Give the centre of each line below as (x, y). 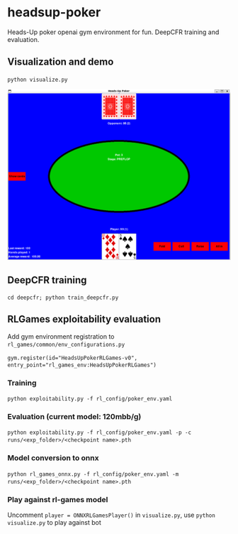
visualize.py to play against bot (54, 522)
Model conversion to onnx (53, 458)
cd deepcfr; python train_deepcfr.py (63, 298)
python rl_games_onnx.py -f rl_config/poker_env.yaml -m (93, 474)
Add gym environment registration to (61, 336)
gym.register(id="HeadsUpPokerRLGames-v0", (73, 358)
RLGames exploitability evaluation (84, 319)
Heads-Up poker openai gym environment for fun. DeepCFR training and (113, 32)
